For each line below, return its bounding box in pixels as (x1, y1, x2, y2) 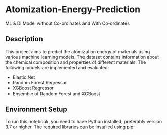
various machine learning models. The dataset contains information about (5, 54, 159, 60)
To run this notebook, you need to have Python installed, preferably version (5, 118, 162, 124)
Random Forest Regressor (12, 79, 67, 85)
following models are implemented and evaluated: (5, 64, 109, 70)
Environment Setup (5, 105, 67, 114)
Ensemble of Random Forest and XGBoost (12, 90, 100, 97)
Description (5, 35, 43, 43)
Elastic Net (12, 74, 35, 80)
